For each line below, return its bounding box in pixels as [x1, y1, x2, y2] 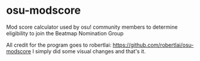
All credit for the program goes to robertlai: [6, 41, 112, 48]
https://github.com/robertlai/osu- [112, 41, 194, 48]
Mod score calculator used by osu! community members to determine [6, 23, 178, 30]
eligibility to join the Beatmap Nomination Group [6, 29, 124, 36]
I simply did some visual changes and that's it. [32, 47, 146, 54]
